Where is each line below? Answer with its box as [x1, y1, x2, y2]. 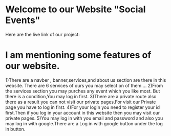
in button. [5, 126, 26, 132]
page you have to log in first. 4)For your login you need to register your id [5, 104, 160, 110]
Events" [5, 14, 40, 26]
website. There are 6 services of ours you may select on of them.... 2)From [5, 82, 163, 88]
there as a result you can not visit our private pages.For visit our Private [5, 99, 156, 105]
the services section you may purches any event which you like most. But [5, 88, 160, 94]
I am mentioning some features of [5, 50, 152, 61]
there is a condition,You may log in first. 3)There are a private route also [5, 93, 157, 99]
